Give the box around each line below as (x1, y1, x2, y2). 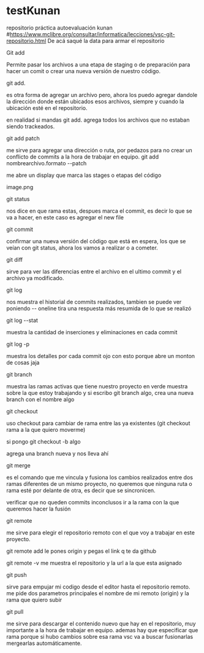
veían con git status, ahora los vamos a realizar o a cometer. (6, 244, 158, 251)
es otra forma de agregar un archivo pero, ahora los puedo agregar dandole (6, 91, 198, 98)
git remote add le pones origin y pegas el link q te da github (6, 547, 157, 555)
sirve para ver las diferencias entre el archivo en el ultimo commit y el (6, 268, 182, 275)
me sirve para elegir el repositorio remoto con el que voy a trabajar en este (6, 529, 195, 536)
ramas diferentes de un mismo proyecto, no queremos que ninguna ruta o (6, 480, 192, 487)
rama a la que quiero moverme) (6, 426, 86, 433)
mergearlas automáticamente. (6, 639, 82, 647)
